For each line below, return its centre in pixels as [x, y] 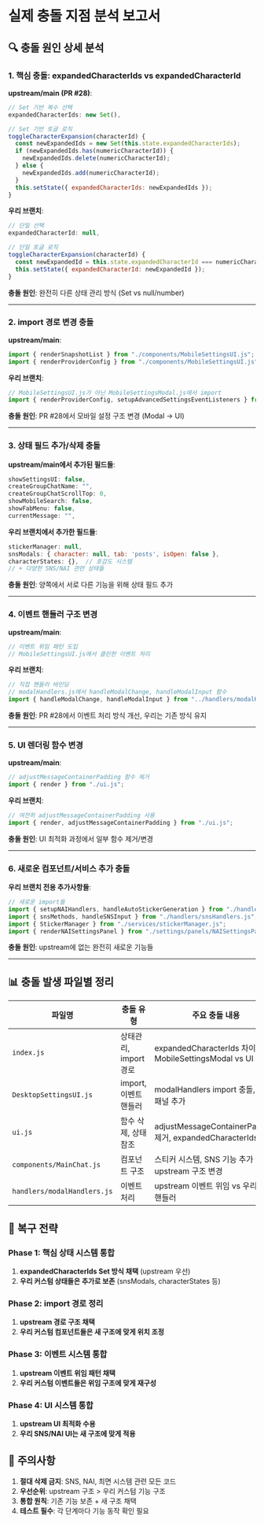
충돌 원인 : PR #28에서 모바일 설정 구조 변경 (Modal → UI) [96, 416]
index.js [28, 1053]
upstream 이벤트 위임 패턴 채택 [68, 1373]
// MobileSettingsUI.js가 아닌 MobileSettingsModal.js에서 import [115, 393]
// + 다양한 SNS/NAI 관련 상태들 [56, 569]
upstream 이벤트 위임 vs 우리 [206, 1186]
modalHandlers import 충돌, [205, 1089]
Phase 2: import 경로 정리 [56, 1303]
